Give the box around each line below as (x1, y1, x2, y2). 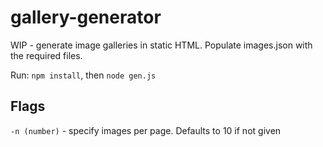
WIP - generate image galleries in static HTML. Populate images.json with (10, 39, 313, 51)
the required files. (10, 49, 83, 61)
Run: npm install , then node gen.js (10, 69, 157, 81)
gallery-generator (10, 6, 162, 29)
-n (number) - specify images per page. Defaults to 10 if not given (10, 124, 282, 136)
